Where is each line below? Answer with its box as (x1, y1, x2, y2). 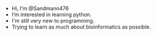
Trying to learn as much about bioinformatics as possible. (11, 23, 151, 30)
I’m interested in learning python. (11, 11, 92, 18)
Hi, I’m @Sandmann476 (11, 5, 69, 12)
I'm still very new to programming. (11, 17, 95, 24)
